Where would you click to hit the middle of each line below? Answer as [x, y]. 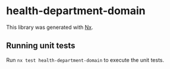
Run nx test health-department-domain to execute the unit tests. [85, 60]
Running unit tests [41, 46]
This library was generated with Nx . [50, 27]
